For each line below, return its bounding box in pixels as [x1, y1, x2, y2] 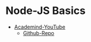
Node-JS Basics [5, 4, 86, 17]
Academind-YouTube [14, 23, 66, 30]
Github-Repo [22, 29, 54, 36]
